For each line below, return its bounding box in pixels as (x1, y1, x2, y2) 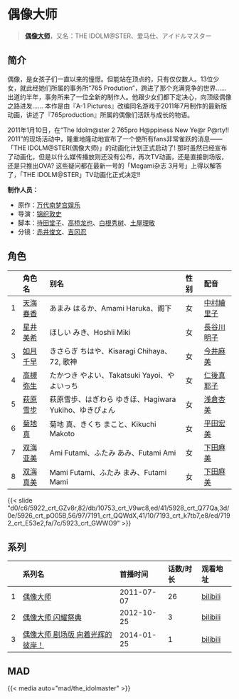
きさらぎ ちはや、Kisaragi (49, 346, 136, 356)
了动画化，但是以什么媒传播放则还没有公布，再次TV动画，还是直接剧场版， (7, 152, 228, 161)
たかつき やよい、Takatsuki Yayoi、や (49, 370, 175, 380)
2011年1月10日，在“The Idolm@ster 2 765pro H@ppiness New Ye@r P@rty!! (7, 126, 230, 134)
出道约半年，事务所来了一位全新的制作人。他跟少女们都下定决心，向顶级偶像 (7, 92, 232, 101)
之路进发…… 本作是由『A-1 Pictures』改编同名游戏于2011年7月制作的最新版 (7, 101, 228, 110)
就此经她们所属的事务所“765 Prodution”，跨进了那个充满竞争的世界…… (19, 84, 227, 92)
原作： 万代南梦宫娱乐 (17, 201, 80, 209)
